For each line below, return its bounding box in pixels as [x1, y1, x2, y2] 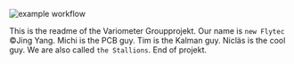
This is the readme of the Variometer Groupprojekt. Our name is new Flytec [9, 26, 285, 36]
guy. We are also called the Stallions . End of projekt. [9, 44, 208, 55]
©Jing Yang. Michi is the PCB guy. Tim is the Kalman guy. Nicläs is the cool [9, 36, 286, 45]
